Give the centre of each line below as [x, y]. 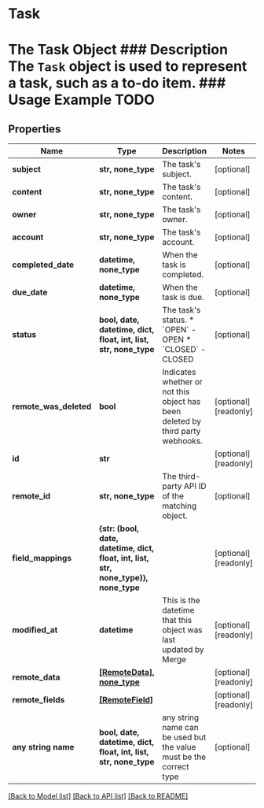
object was [182, 630]
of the [173, 496]
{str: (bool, [119, 528]
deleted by [182, 421]
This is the [181, 601]
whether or [182, 382]
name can [180, 728]
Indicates [179, 372]
